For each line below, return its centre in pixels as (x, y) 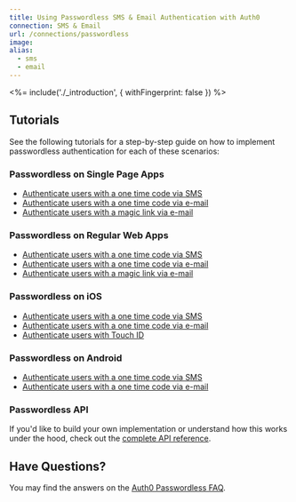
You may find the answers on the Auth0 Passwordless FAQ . (118, 487)
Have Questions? (58, 466)
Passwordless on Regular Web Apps (89, 235)
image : (21, 42)
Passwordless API (49, 410)
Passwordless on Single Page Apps (87, 174)
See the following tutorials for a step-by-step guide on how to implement (142, 141)
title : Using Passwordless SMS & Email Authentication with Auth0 (135, 17)
